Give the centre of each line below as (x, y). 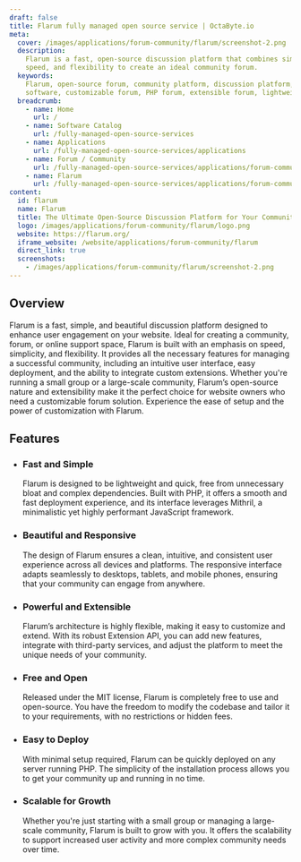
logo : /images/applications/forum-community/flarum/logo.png (134, 226)
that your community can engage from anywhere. (114, 584)
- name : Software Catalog (74, 126)
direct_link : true (52, 251)
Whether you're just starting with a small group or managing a (136, 821)
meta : (19, 34)
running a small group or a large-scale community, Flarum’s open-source (144, 382)
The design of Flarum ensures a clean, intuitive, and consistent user (147, 555)
